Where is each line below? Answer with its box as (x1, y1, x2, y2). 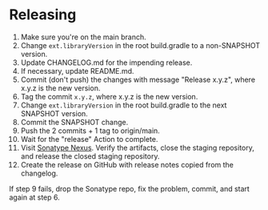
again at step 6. (9, 192, 61, 202)
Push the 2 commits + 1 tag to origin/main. (20, 126, 161, 135)
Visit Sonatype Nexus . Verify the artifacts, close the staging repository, (20, 143, 254, 152)
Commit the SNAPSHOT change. (20, 117, 129, 127)
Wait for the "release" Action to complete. (20, 134, 158, 143)
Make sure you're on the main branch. (20, 32, 146, 42)
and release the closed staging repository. (20, 151, 160, 161)
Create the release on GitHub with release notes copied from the (20, 160, 234, 169)
